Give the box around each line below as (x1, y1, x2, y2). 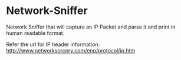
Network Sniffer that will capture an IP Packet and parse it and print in (6, 23, 176, 30)
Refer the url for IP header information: (6, 41, 100, 48)
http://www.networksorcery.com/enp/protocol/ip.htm (6, 47, 136, 54)
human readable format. (6, 29, 65, 36)
